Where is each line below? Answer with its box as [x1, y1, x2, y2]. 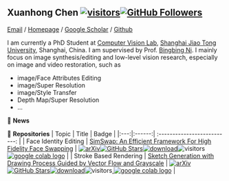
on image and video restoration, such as [7, 60, 122, 69]
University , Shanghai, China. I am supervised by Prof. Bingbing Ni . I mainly [7, 45, 218, 54]
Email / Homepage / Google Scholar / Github [7, 25, 133, 33]
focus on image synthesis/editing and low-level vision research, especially [7, 53, 218, 61]
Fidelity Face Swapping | [7, 144, 77, 152]
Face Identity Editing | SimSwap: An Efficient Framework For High [26, 137, 212, 145]
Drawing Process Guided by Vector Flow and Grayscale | [7, 159, 168, 167]
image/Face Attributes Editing [17, 74, 102, 82]
